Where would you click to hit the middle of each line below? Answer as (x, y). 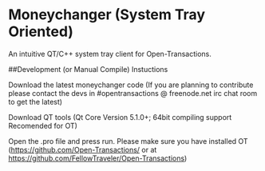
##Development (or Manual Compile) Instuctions (88, 69)
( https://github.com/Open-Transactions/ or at (83, 149)
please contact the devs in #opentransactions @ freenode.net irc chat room (133, 93)
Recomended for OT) (43, 125)
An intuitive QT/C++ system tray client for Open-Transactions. (110, 54)
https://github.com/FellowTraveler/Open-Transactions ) (98, 158)
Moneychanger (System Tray (107, 15)
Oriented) (41, 32)
